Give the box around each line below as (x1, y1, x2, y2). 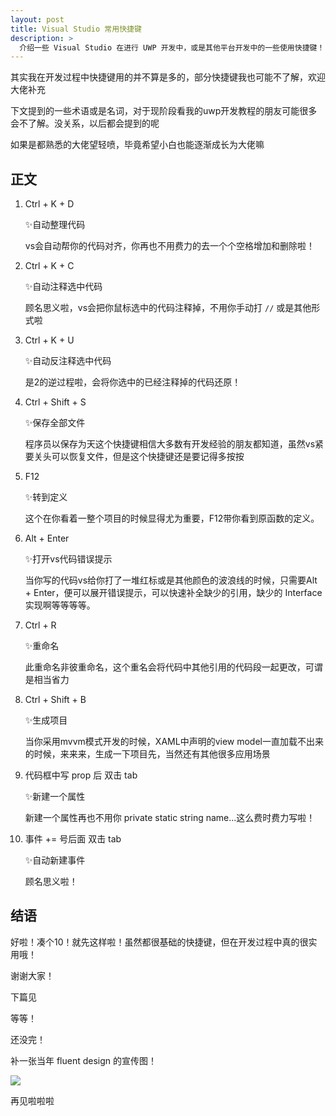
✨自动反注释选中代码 (24, 355, 112, 367)
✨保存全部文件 (24, 417, 86, 429)
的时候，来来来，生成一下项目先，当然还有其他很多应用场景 (24, 748, 271, 760)
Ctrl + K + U (24, 334, 75, 346)
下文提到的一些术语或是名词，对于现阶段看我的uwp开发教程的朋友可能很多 (10, 105, 318, 117)
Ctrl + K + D (24, 198, 75, 210)
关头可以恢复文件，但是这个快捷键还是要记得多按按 (33, 451, 245, 463)
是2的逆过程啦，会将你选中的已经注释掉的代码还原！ (24, 376, 242, 388)
